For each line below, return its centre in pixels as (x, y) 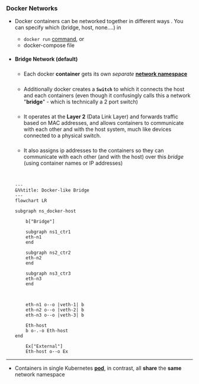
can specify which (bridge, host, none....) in (68, 27)
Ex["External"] (44, 346)
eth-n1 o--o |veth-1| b (55, 304)
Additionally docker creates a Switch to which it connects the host (104, 89)
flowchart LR (31, 200)
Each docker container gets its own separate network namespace (105, 74)
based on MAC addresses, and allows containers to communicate (104, 123)
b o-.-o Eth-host (47, 331)
